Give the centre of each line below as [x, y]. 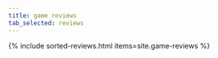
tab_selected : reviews [46, 23]
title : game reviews [43, 15]
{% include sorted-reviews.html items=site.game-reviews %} [109, 45]
